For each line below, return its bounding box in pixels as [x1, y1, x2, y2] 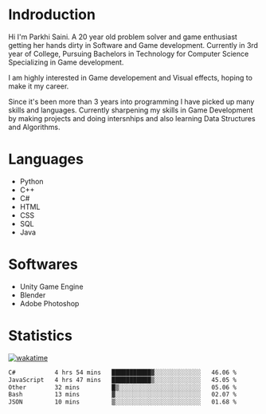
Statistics [8, 327, 73, 345]
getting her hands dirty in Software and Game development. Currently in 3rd [8, 40, 259, 49]
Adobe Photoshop [19, 298, 80, 308]
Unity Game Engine [19, 282, 84, 291]
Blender [19, 290, 46, 300]
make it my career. [8, 81, 69, 91]
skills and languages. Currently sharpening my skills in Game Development [8, 105, 253, 115]
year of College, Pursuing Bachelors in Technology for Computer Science [8, 49, 249, 58]
